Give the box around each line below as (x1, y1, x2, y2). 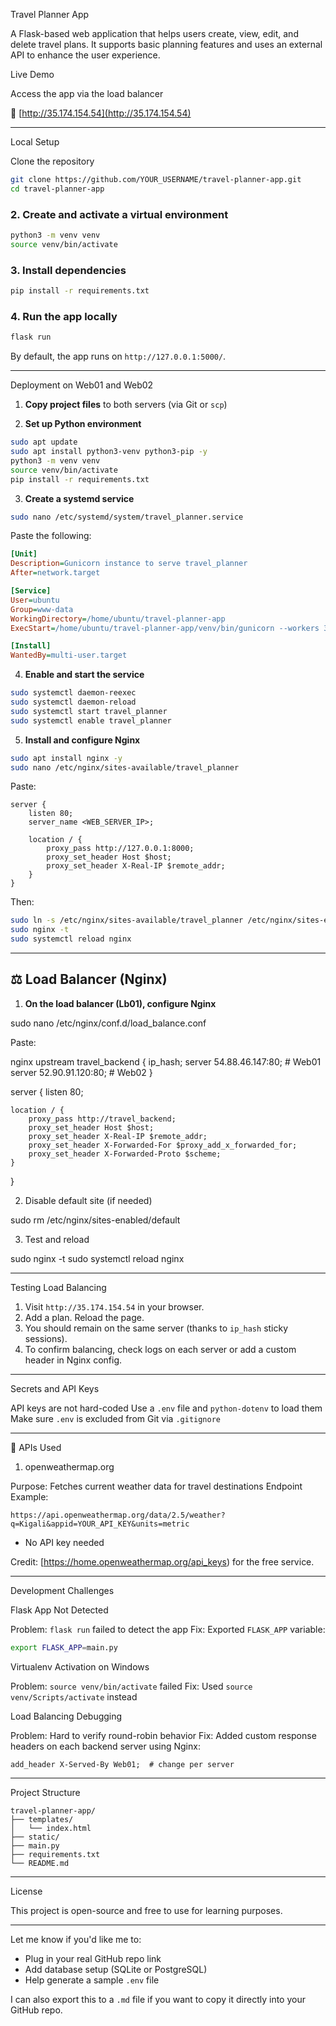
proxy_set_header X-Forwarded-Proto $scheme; (28, 1149, 222, 1159)
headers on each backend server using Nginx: (10, 1740, 201, 1752)
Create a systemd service (24, 492, 135, 504)
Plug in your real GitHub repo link (24, 1952, 162, 1964)
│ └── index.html (10, 1823, 92, 1833)
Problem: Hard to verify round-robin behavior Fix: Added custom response (10, 1729, 317, 1741)
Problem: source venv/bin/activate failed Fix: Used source (10, 1680, 253, 1692)
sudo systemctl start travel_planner (10, 706, 168, 716)
